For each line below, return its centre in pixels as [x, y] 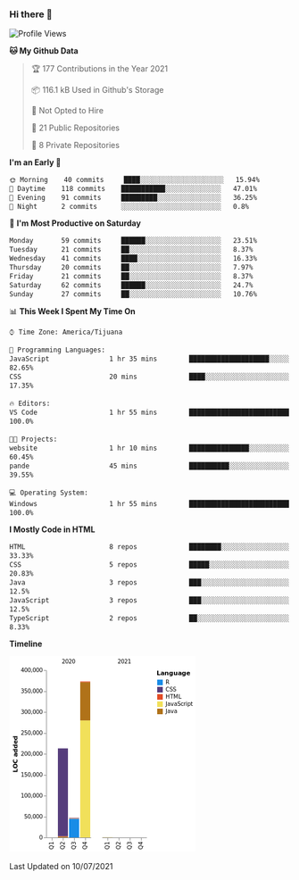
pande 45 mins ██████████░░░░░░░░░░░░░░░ [149, 466]
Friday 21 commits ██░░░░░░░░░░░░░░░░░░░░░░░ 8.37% [131, 277]
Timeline [26, 644]
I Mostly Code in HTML [52, 529]
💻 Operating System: [49, 493]
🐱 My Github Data [44, 51]
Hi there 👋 [31, 14]
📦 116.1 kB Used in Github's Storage [97, 90]
